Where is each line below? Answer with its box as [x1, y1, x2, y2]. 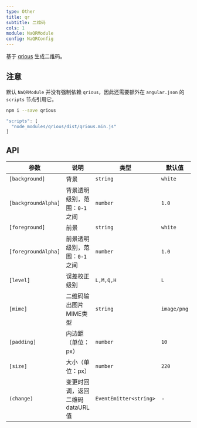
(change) [9, 395, 33, 402]
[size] [9, 363, 28, 370]
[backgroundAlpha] [9, 200, 60, 206]
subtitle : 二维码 [6, 19, 46, 25]
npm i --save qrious [6, 107, 57, 113]
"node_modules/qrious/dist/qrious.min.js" [11, 123, 117, 129]
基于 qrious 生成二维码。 [6, 53, 66, 59]
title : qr [6, 14, 30, 20]
